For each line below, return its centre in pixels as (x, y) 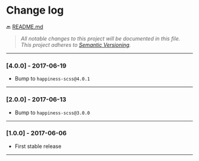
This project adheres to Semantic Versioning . (76, 44)
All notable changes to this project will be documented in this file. (100, 38)
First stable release (38, 146)
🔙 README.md (25, 27)
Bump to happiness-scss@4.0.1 (52, 79)
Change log (35, 10)
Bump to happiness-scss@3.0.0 (52, 112)
